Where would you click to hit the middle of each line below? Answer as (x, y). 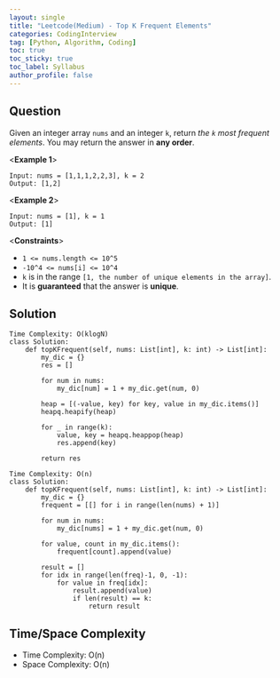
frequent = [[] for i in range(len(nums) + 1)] (130, 506)
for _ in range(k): (77, 427)
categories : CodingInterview (63, 34)
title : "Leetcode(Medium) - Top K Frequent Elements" (111, 26)
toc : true (27, 51)
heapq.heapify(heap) (79, 412)
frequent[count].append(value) (114, 552)
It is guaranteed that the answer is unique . (100, 286)
